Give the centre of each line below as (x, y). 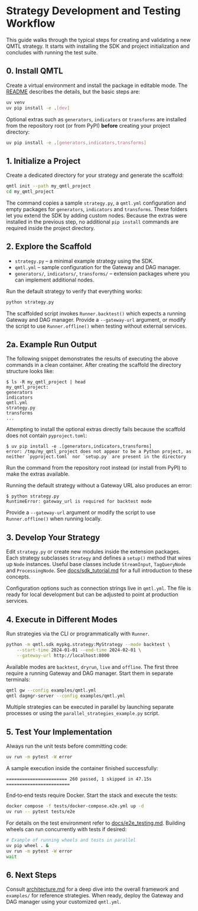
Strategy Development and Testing (93, 11)
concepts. (18, 577)
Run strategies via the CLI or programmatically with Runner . (78, 634)
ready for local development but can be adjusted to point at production (92, 595)
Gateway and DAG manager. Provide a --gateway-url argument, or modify (96, 319)
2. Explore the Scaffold (49, 247)
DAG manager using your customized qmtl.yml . (64, 902)
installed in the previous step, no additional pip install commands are (92, 222)
